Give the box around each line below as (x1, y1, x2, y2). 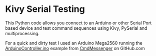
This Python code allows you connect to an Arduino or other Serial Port (5, 20, 152, 26)
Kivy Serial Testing (5, 3, 85, 15)
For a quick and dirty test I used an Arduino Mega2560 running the (5, 40, 142, 46)
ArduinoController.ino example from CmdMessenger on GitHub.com (5, 45, 145, 51)
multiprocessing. (5, 30, 40, 36)
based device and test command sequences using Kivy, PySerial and (5, 25, 147, 31)
